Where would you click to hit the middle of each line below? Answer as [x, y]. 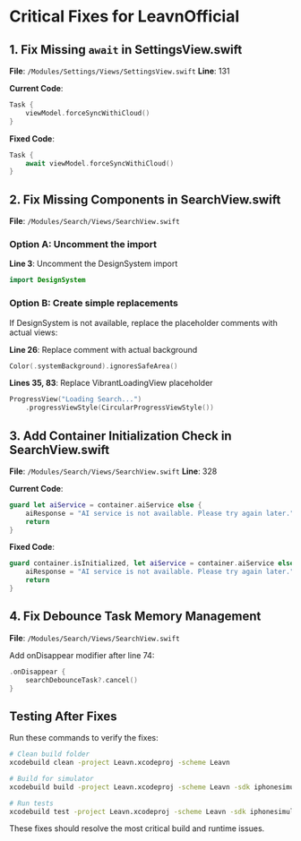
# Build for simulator [52, 778]
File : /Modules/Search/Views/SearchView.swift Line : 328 [113, 471]
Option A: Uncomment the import [83, 244]
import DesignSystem [48, 280]
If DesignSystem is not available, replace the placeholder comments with [143, 322]
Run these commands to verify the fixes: [84, 738]
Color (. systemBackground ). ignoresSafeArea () [94, 366]
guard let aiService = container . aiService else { [106, 505]
